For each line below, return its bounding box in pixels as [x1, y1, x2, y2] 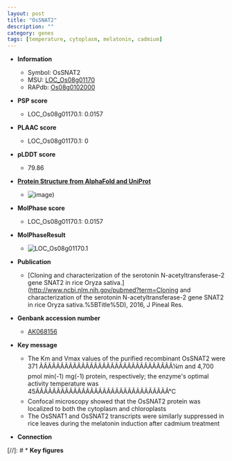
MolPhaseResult [17, 231, 66, 239]
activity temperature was [27, 379, 99, 388]
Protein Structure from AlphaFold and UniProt [17, 177, 151, 186]
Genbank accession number [17, 314, 100, 322]
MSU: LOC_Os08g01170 [27, 76, 96, 84]
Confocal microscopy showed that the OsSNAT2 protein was [27, 397, 201, 406]
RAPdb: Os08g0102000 [27, 83, 96, 92]
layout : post [7, 10, 45, 17]
